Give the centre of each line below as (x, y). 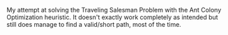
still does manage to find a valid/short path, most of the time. (94, 24)
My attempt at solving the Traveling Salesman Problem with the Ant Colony (114, 10)
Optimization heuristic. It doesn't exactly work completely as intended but (112, 17)
